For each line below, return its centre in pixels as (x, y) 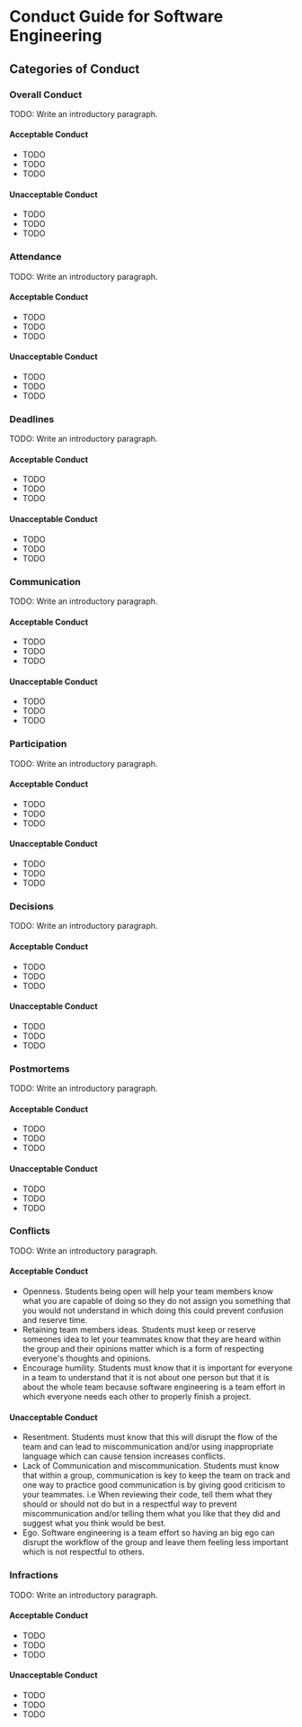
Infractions (34, 1575)
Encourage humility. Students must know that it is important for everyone (157, 1368)
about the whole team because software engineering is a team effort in (154, 1387)
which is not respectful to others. (84, 1552)
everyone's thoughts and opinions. (86, 1358)
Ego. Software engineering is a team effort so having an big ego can (148, 1533)
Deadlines (32, 418)
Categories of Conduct (75, 69)
